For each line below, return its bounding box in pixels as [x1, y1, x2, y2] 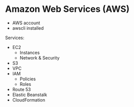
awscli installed [12, 25, 44, 31]
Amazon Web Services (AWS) [5, 3, 130, 15]
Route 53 [12, 86, 31, 92]
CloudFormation [12, 97, 45, 103]
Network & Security [19, 54, 60, 60]
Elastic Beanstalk [12, 92, 47, 98]
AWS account [12, 20, 41, 26]
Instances [19, 50, 40, 55]
